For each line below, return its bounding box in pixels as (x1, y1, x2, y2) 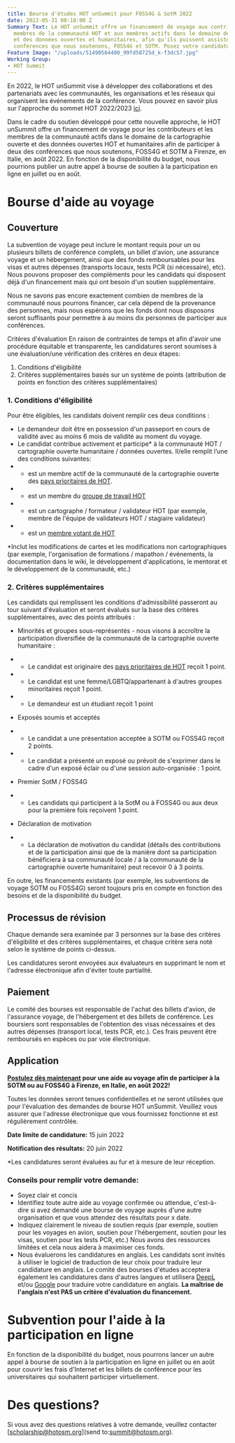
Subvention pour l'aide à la (7, 1312, 166, 1328)
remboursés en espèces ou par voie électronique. (7, 1034, 151, 1043)
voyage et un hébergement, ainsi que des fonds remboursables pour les (7, 255, 215, 263)
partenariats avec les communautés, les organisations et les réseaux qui (7, 89, 215, 97)
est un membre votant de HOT (27, 529, 115, 537)
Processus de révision (7, 912, 106, 923)
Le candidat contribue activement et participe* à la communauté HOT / (17, 439, 222, 448)
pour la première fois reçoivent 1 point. (27, 806, 139, 814)
